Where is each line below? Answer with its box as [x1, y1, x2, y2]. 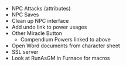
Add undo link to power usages [11, 23, 87, 30]
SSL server [11, 48, 39, 55]
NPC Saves [11, 11, 39, 18]
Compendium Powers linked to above [20, 36, 111, 43]
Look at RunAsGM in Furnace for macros [11, 55, 110, 61]
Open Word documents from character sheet [11, 42, 120, 49]
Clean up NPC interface [11, 18, 69, 24]
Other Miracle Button [11, 30, 63, 37]
